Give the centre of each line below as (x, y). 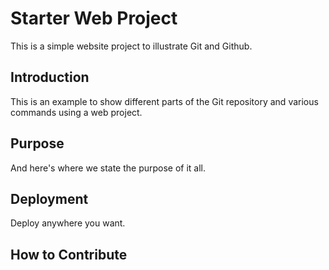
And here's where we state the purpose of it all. (108, 168)
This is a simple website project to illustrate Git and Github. (131, 46)
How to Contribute (69, 254)
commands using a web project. (76, 112)
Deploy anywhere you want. (68, 223)
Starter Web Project (94, 18)
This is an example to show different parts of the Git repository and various (164, 101)
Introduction (50, 77)
